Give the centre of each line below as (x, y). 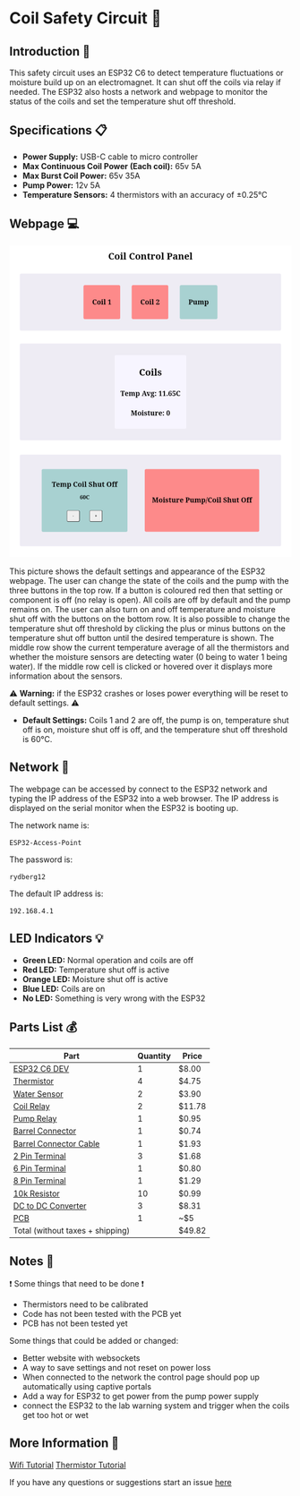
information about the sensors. (66, 676)
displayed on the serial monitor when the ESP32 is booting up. (124, 808)
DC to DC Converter (50, 1205)
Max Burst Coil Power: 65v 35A (81, 175)
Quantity (154, 1056)
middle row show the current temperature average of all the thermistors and (149, 647)
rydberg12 (28, 876)
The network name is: (49, 825)
